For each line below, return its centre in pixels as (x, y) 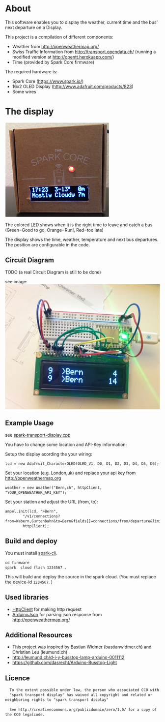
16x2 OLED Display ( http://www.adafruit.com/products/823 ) (73, 86)
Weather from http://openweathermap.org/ (55, 46)
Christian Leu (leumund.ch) (40, 652)
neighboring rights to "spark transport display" (57, 700)
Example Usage (29, 423)
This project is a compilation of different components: (59, 37)
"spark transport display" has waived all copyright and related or (81, 695)
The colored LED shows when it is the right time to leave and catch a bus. (79, 225)
